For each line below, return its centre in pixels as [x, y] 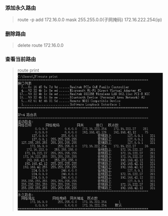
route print [28, 70]
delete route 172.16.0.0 [40, 45]
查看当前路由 [21, 59]
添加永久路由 [21, 7]
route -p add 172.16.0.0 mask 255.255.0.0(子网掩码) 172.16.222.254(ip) [90, 20]
